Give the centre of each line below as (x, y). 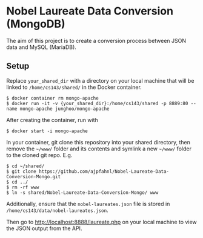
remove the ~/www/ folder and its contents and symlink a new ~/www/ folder (99, 149)
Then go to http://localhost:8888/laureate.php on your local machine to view (101, 222)
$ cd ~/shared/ (25, 166)
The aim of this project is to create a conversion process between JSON (96, 40)
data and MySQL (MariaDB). (42, 47)
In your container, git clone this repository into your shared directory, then (98, 142)
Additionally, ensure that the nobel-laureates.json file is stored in (88, 204)
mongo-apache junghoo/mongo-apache (65, 109)
